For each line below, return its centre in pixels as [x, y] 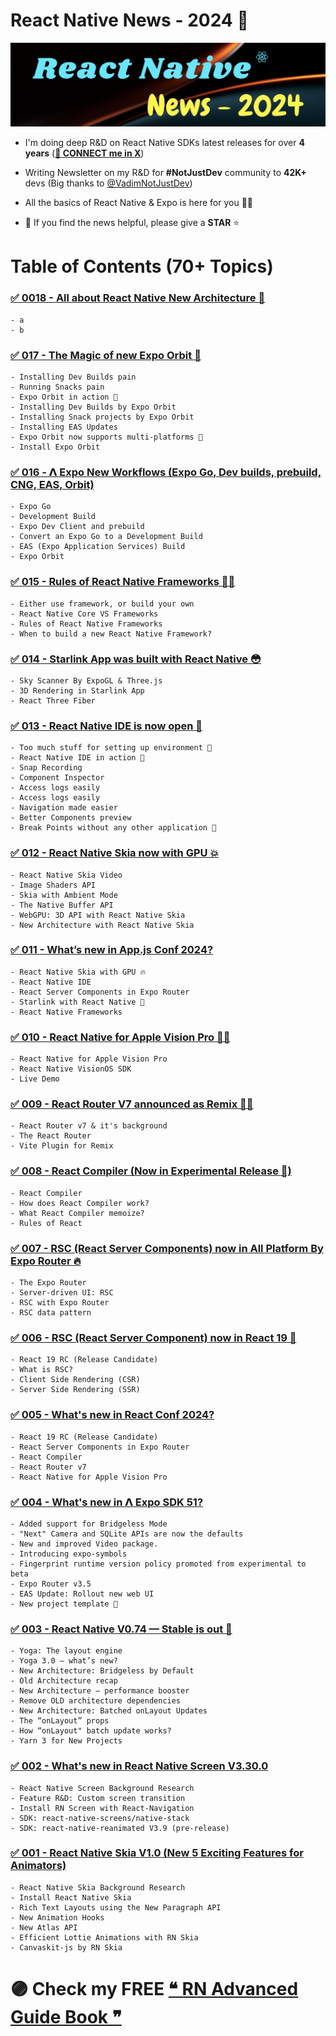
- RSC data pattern [51, 1313]
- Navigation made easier [64, 808]
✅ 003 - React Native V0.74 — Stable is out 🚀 [121, 1629]
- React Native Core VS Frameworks [84, 614]
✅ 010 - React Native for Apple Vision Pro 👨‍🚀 [120, 1037]
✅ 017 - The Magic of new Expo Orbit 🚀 [106, 355]
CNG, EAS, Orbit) [52, 484]
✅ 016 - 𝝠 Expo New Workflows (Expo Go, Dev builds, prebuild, [166, 472]
